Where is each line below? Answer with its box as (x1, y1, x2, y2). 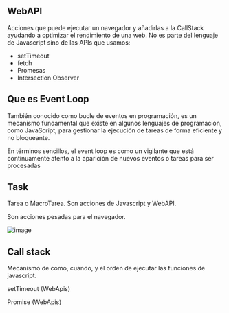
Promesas (17, 66, 46, 74)
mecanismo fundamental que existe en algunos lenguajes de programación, (7, 119, 222, 127)
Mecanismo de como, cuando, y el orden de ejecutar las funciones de (7, 264, 206, 273)
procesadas (7, 161, 41, 170)
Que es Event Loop (7, 93, 89, 105)
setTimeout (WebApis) (7, 285, 71, 293)
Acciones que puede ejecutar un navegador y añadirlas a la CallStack (7, 23, 204, 32)
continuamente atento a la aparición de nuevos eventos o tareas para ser (7, 154, 215, 162)
